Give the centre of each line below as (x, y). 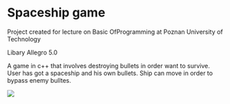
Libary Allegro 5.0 (32, 52)
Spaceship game (56, 13)
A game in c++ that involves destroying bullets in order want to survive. (109, 65)
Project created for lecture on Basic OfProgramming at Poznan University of (115, 32)
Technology (24, 39)
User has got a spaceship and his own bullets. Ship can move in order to (110, 73)
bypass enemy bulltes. (39, 80)
